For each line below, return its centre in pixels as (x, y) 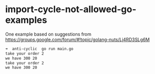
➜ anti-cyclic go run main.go (39, 49)
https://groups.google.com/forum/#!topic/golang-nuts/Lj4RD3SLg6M (77, 40)
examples (26, 20)
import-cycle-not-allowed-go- (71, 9)
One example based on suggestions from (48, 34)
